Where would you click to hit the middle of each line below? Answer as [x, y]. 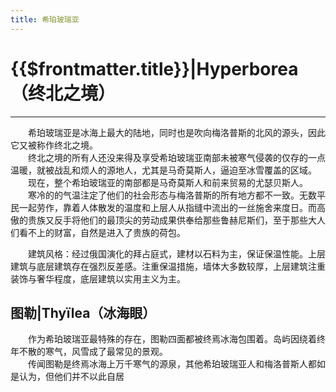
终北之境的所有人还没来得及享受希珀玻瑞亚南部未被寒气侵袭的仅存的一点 [177, 157]
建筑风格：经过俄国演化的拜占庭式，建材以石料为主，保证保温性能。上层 [177, 253]
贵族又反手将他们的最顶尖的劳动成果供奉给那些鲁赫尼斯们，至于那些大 [172, 220]
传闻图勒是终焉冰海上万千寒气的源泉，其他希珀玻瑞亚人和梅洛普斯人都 [172, 364]
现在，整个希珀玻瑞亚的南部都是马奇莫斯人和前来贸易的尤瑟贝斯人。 [168, 182]
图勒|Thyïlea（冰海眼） [83, 312]
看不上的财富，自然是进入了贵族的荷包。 [102, 232]
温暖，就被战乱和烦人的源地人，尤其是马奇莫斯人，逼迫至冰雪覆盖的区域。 [163, 170]
